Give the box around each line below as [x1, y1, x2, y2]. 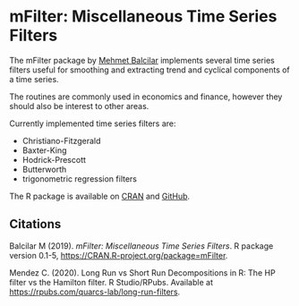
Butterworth [21, 164, 67, 174]
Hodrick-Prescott [21, 154, 87, 165]
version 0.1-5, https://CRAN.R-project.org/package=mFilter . [9, 250, 228, 260]
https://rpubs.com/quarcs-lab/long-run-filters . [9, 286, 181, 297]
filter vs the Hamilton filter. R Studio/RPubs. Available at [9, 276, 213, 287]
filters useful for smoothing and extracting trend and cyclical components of [9, 64, 291, 75]
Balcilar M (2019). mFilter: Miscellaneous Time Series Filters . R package [9, 240, 274, 251]
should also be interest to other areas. [9, 100, 149, 111]
